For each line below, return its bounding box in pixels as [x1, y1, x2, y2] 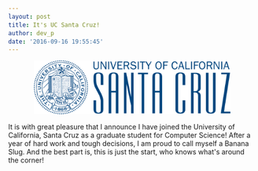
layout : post [8, 13, 51, 20]
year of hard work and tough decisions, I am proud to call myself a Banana [8, 139, 249, 148]
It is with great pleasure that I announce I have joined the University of [8, 122, 235, 132]
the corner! [8, 155, 45, 165]
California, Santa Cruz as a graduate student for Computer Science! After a [8, 130, 251, 140]
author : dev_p [8, 29, 55, 37]
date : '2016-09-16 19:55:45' [8, 38, 104, 45]
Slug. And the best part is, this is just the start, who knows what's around [8, 147, 245, 157]
